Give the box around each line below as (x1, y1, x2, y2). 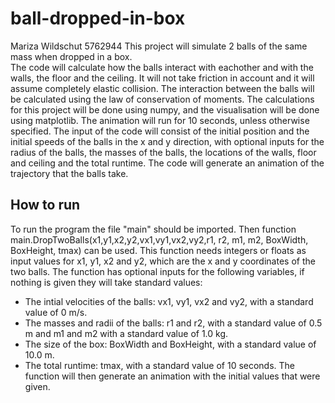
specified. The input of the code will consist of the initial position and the (10, 125, 310, 137)
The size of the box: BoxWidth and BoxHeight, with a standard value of (24, 338, 317, 350)
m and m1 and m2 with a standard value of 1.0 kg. (24, 327, 229, 339)
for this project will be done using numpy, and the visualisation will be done (10, 103, 320, 116)
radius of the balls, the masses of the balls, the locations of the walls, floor (10, 146, 317, 158)
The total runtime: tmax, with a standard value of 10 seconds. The (24, 359, 296, 371)
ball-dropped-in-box (10, 7, 186, 30)
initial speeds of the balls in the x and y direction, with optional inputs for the (10, 135, 325, 147)
